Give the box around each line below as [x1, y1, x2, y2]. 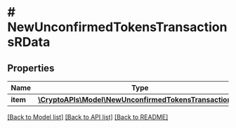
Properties [7, 62, 55, 74]
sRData [7, 34, 51, 50]
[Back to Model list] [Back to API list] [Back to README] [7, 113, 169, 121]
